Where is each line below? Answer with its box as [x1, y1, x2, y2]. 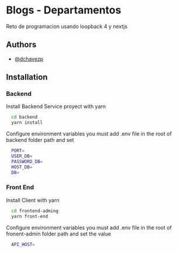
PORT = [11, 148, 25, 154]
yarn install [11, 120, 43, 126]
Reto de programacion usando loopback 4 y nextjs [6, 23, 128, 30]
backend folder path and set [6, 137, 74, 144]
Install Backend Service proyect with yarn [6, 103, 106, 110]
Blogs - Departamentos [6, 4, 121, 17]
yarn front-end [11, 213, 48, 219]
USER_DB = [11, 153, 33, 160]
